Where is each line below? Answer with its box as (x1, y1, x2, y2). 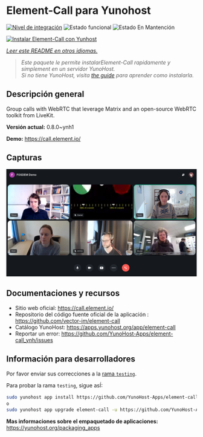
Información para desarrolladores (6, 354, 136, 364)
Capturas (6, 152, 42, 163)
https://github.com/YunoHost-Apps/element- (61, 330, 173, 337)
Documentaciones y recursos (6, 288, 120, 299)
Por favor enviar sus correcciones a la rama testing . (6, 370, 137, 377)
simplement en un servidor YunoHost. (21, 65, 115, 73)
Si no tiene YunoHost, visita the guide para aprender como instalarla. (21, 71, 195, 79)
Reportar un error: (14, 330, 60, 337)
